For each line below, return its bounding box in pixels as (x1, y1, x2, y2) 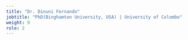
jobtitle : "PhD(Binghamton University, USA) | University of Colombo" (6, 14, 183, 20)
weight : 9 (6, 19, 31, 25)
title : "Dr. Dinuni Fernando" (6, 8, 80, 15)
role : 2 (6, 25, 25, 31)
